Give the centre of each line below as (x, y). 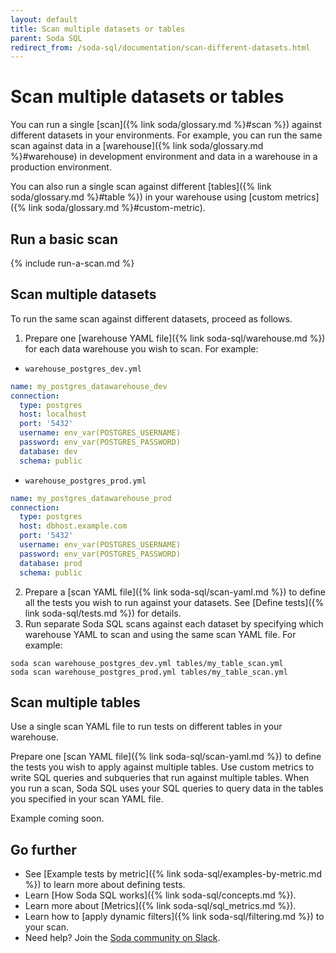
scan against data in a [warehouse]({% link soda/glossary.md (137, 146)
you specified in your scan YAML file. (87, 799)
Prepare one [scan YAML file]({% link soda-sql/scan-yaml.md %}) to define (166, 757)
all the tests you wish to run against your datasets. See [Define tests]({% (174, 602)
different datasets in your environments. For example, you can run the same (166, 135)
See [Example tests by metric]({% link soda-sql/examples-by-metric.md (173, 874)
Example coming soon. (57, 818)
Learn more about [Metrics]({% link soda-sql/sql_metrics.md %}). (160, 906)
